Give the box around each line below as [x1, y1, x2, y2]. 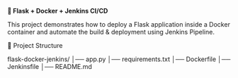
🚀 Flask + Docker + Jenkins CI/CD [7, 7, 108, 15]
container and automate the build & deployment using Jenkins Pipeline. [7, 28, 215, 36]
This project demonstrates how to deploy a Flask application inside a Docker [7, 20, 230, 28]
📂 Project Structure [7, 41, 63, 49]
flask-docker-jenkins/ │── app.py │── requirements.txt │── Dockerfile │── [7, 55, 231, 63]
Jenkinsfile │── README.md [7, 63, 92, 70]
